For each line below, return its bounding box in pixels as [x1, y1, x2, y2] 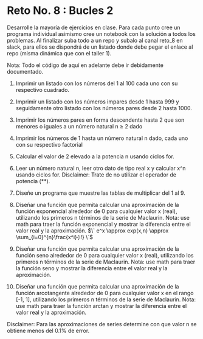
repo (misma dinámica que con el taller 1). [7, 49, 112, 57]
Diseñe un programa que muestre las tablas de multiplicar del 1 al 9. [15, 189, 186, 197]
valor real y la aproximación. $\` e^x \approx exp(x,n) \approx [15, 226, 169, 234]
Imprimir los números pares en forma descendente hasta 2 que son [15, 116, 185, 124]
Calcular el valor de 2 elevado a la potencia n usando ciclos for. [15, 153, 175, 160]
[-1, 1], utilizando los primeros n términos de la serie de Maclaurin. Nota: [15, 296, 196, 303]
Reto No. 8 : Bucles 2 [7, 4, 114, 18]
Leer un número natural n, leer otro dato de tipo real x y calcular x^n [15, 164, 186, 172]
